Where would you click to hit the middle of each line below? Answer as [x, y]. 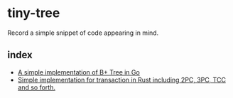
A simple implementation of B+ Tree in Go [78, 72]
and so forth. [36, 87]
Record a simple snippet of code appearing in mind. [83, 33]
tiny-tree [34, 13]
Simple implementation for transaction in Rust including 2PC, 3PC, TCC [121, 80]
